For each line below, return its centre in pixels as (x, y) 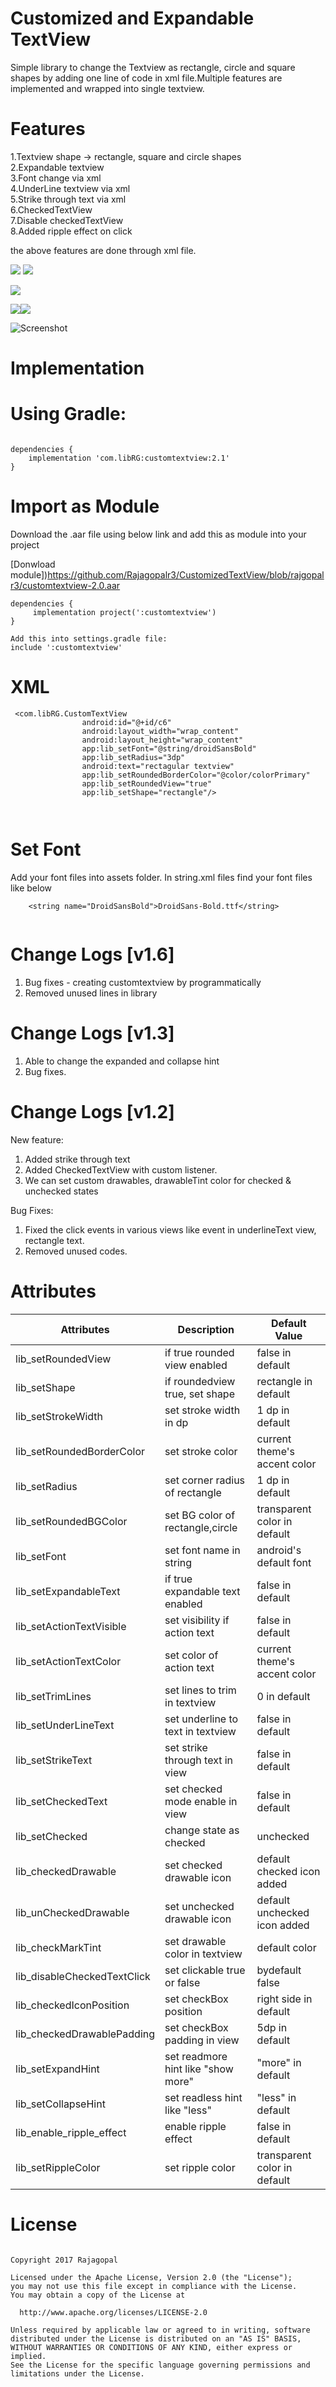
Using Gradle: (68, 414)
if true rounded (199, 1352)
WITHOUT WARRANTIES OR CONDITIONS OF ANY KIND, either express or (151, 2347)
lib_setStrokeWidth (59, 1416)
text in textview (200, 1731)
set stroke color (201, 1451)
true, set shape (199, 1394)
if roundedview (200, 1381)
